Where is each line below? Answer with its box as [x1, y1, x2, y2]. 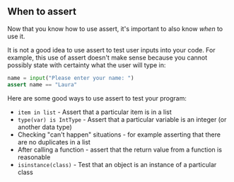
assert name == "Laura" [7, 81, 78, 88]
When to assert [7, 6, 76, 18]
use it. [7, 32, 25, 40]
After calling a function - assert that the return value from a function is [17, 145, 223, 154]
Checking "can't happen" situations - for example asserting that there [17, 130, 221, 139]
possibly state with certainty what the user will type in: [7, 60, 166, 69]
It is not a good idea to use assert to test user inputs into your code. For [7, 45, 216, 54]
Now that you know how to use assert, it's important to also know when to [7, 24, 223, 33]
